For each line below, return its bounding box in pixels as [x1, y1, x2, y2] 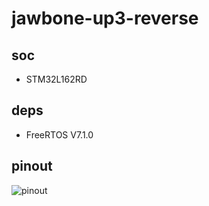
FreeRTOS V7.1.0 [25, 128, 94, 141]
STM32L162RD [25, 73, 88, 85]
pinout [11, 158, 53, 175]
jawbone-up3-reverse [11, 7, 199, 30]
